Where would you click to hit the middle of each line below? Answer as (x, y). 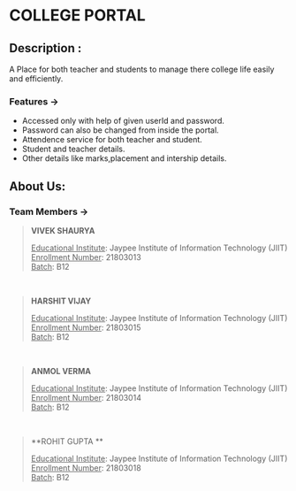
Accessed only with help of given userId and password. (123, 121)
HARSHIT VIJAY (61, 301)
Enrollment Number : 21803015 (86, 327)
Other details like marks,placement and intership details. (124, 158)
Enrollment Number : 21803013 (86, 257)
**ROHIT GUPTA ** (67, 441)
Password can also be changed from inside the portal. (120, 130)
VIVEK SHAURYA (63, 230)
